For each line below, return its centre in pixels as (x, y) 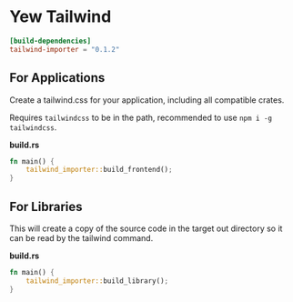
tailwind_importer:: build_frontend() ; (99, 170)
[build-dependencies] (51, 41)
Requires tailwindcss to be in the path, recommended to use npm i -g (141, 117)
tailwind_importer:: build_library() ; (97, 281)
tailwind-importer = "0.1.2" (65, 49)
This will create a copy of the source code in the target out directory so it (146, 228)
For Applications (57, 78)
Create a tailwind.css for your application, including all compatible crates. (147, 100)
